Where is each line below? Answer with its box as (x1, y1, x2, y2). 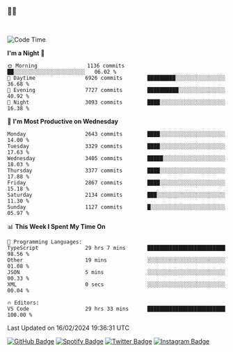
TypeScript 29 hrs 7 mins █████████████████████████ (7, 245, 226, 252)
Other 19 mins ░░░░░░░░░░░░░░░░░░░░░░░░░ (7, 257, 226, 264)
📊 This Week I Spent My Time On (7, 223, 106, 231)
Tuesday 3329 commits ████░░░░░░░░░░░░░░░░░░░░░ (7, 143, 226, 150)
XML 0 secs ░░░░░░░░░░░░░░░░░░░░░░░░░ (7, 281, 226, 288)
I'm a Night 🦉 (7, 49, 45, 58)
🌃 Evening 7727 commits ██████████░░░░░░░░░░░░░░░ (7, 87, 226, 94)
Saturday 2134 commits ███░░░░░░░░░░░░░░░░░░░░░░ (7, 191, 226, 199)
